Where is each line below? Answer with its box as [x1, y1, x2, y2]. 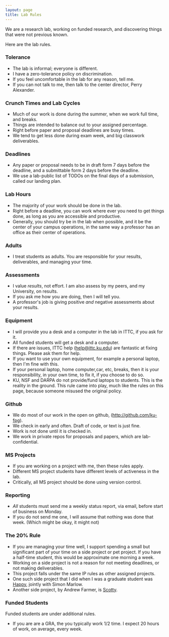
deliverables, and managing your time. [12, 259, 92, 265]
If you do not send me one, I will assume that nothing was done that [12, 514, 154, 520]
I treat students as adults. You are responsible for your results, [12, 253, 142, 259]
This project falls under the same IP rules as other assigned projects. [12, 570, 155, 576]
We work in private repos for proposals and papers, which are [12, 433, 141, 440]
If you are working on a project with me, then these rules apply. [12, 463, 144, 469]
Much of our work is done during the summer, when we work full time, [12, 111, 159, 117]
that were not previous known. [5, 31, 69, 37]
